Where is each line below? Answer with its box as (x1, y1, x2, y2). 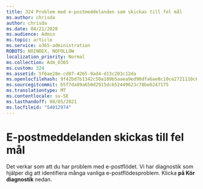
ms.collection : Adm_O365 (6, 59, 69, 65)
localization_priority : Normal (6, 54, 85, 60)
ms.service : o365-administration (6, 43, 91, 49)
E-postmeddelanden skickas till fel (6, 130, 184, 144)
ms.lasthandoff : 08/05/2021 (6, 98, 77, 104)
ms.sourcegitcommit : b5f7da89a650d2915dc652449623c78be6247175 (6, 82, 169, 88)
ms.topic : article (6, 37, 53, 43)
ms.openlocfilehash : (6, 76, 59, 82)
